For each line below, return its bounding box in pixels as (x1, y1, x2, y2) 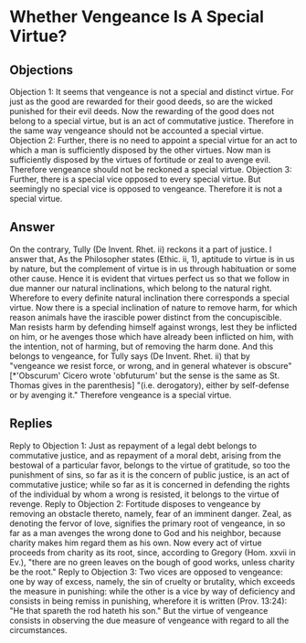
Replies (9, 416, 53, 431)
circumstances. (9, 624, 68, 636)
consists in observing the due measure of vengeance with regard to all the (9, 615, 290, 626)
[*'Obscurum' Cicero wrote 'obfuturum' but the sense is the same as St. (9, 370, 280, 381)
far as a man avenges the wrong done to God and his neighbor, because (9, 527, 281, 538)
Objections (9, 62, 74, 78)
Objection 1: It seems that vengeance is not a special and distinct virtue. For (9, 87, 294, 97)
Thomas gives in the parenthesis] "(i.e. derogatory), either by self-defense (9, 379, 290, 390)
